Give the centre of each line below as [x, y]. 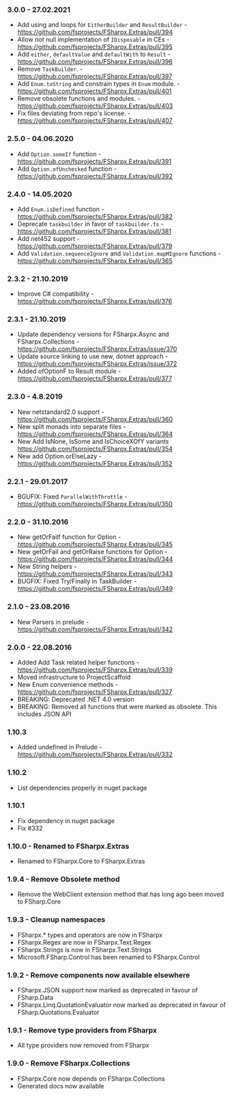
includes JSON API [44, 714]
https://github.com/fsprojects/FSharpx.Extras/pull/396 [95, 62]
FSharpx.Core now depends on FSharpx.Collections [91, 1079]
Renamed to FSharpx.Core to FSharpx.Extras [81, 861]
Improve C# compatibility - [55, 294]
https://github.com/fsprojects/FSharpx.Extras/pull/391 [94, 161]
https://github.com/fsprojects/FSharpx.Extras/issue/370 [97, 349]
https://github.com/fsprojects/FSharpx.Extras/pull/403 [95, 106]
